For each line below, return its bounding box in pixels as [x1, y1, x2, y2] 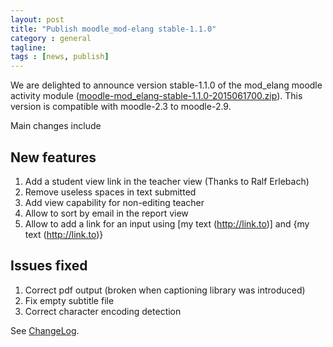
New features [10, 149, 97, 166]
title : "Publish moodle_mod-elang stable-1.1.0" [10, 24, 217, 34]
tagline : [10, 42, 47, 53]
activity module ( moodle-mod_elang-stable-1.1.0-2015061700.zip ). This [10, 90, 303, 102]
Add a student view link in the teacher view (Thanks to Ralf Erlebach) [24, 175, 310, 187]
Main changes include [10, 120, 102, 132]
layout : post [10, 14, 65, 25]
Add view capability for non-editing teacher [24, 196, 205, 208]
